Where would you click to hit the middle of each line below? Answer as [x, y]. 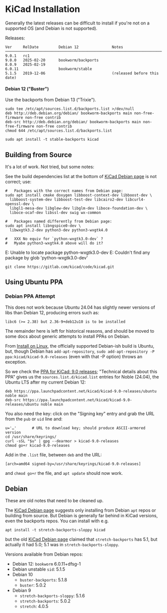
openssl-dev [17, 204]
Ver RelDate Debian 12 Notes [64, 47]
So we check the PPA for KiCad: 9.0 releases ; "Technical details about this [81, 371]
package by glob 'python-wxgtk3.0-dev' [46, 257]
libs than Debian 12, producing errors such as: [52, 312]
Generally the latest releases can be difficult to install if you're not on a [78, 23]
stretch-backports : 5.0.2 [45, 601]
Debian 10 [23, 575]
